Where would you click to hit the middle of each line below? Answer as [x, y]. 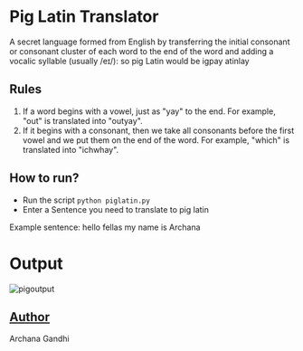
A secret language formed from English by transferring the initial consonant [150, 42]
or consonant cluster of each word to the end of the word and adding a [142, 51]
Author [29, 317]
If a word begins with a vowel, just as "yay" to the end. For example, [149, 111]
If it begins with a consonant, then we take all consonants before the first [158, 130]
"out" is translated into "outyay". [82, 120]
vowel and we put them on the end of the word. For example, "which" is [156, 140]
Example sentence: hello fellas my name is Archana [105, 227]
